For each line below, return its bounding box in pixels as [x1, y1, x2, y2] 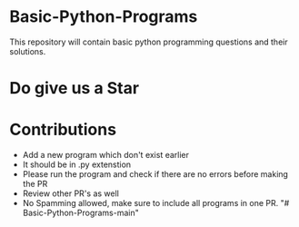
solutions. [9, 45, 46, 56]
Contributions [9, 120, 116, 140]
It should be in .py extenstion [22, 159, 132, 170]
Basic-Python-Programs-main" [22, 207, 139, 219]
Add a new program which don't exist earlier [22, 150, 189, 161]
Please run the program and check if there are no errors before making [22, 169, 289, 180]
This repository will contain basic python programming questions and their [9, 36, 288, 47]
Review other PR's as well [22, 188, 120, 199]
